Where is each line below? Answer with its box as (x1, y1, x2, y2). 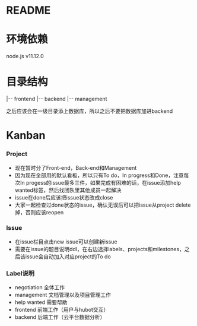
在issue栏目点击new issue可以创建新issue (14, 238, 117, 245)
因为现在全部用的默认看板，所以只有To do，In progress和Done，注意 (14, 172, 184, 179)
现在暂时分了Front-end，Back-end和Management (14, 164, 137, 171)
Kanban (6, 129, 46, 143)
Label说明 (6, 269, 34, 277)
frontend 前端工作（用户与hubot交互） (14, 306, 109, 314)
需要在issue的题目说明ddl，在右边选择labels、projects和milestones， (14, 245, 185, 252)
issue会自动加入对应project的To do (25, 253, 111, 260)
